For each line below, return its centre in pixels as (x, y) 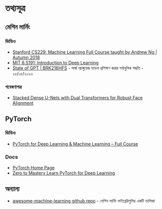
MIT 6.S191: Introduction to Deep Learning (55, 62)
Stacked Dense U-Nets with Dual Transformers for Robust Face (78, 98)
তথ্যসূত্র (15, 8)
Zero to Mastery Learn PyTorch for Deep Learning (64, 173)
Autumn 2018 (26, 57)
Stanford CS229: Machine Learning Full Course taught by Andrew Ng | (85, 52)
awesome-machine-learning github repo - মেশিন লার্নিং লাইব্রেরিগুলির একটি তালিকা (84, 200)
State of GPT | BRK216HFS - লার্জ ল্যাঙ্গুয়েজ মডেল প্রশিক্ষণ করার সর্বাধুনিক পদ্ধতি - (78, 68)
